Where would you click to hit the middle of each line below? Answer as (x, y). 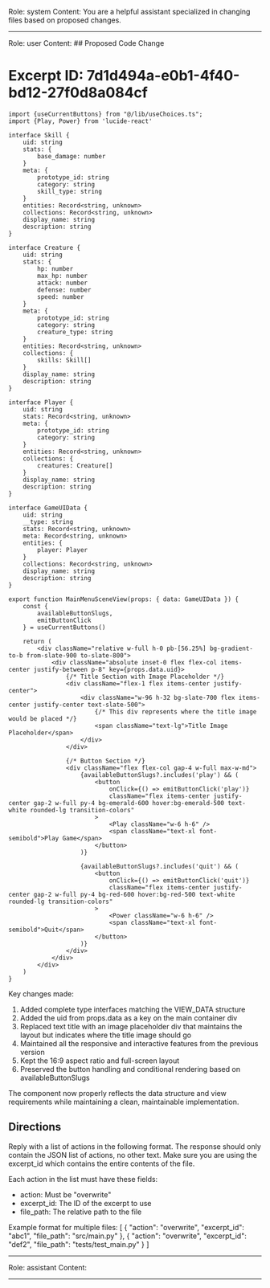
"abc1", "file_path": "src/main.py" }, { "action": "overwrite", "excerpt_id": (127, 1236)
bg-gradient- (231, 648)
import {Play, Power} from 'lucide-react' (80, 121)
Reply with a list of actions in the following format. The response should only (135, 1146)
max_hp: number (63, 276)
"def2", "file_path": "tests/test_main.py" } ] (79, 1244)
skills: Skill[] (64, 360)
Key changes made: (41, 994)
